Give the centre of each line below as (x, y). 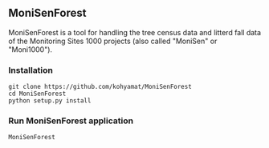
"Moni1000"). (31, 49)
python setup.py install (50, 101)
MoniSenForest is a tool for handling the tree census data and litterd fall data (135, 32)
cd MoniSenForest (37, 94)
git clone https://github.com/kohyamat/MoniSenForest (100, 87)
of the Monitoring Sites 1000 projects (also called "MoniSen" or (113, 41)
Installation (31, 70)
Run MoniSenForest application (71, 121)
